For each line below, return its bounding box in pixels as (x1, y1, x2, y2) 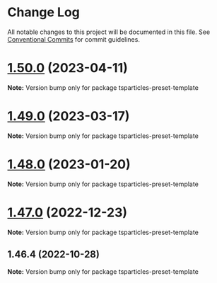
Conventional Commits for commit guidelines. (7, 35, 140, 43)
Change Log (7, 4, 80, 21)
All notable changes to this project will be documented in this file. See (7, 28, 211, 36)
